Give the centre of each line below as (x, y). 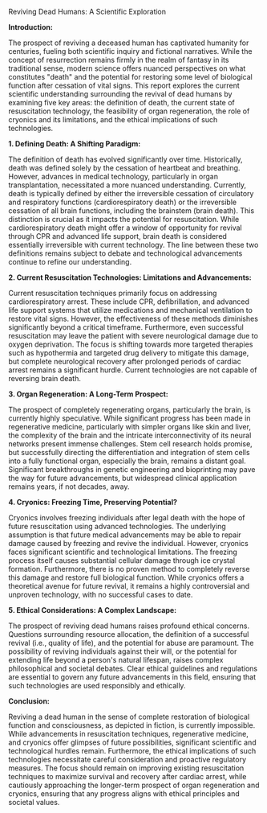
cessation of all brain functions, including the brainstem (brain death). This (131, 211)
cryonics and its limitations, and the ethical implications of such (113, 119)
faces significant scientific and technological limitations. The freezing (123, 552)
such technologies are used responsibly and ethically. (97, 686)
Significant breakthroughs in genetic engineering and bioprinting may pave (132, 469)
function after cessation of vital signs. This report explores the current (124, 85)
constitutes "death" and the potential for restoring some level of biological (130, 77)
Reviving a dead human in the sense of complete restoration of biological (129, 717)
